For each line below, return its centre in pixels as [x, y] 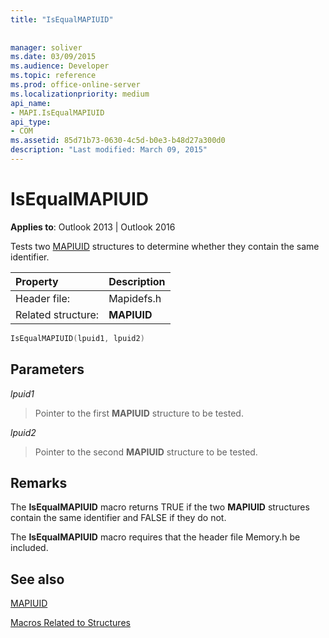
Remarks [39, 482]
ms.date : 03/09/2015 [53, 57]
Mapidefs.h [135, 298]
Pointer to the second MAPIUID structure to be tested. [146, 452]
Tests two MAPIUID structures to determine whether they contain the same [165, 246]
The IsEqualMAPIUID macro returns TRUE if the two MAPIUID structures [160, 507]
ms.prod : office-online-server [75, 85]
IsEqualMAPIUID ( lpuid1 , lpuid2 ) [77, 338]
